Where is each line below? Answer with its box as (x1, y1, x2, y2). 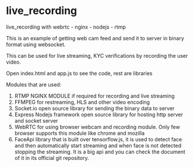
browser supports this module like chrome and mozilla (14, 130, 144, 137)
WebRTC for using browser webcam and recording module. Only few (14, 123, 181, 130)
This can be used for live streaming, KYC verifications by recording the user (6, 52, 188, 59)
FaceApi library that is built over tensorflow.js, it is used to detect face (14, 135, 182, 142)
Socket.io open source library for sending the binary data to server (14, 105, 175, 112)
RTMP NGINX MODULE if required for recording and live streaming (14, 92, 175, 99)
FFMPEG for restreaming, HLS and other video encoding (14, 98, 150, 106)
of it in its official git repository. (14, 154, 89, 161)
